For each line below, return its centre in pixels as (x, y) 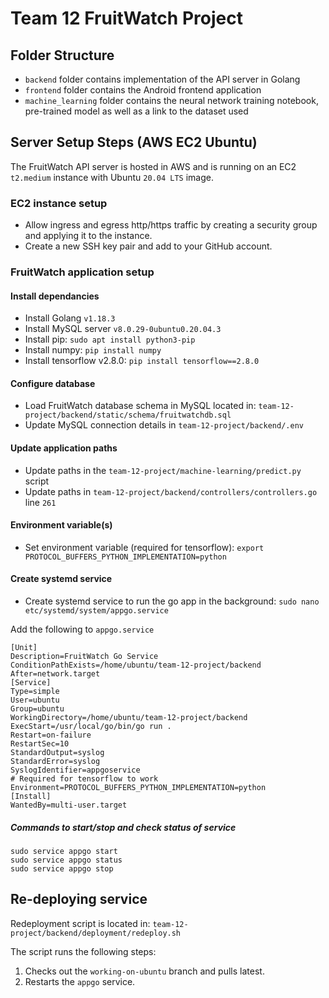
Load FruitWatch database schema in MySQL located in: (140, 406)
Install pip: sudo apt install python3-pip (110, 339)
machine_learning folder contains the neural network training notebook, (171, 100)
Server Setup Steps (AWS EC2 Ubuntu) (134, 142)
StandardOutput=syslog (57, 753)
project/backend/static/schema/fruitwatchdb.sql (128, 415)
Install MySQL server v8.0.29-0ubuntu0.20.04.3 (123, 329)
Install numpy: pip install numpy (93, 350)
